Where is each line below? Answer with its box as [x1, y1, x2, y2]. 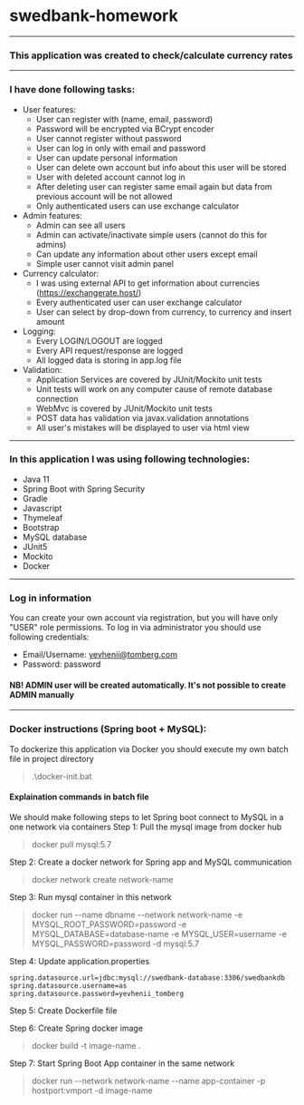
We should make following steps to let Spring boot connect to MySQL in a [9, 811, 284, 822]
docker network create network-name [31, 874, 174, 885]
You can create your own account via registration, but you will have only [9, 612, 279, 623]
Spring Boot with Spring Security [22, 483, 146, 494]
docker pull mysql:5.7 [31, 838, 112, 849]
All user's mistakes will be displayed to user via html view [35, 422, 251, 433]
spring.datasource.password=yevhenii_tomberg [9, 989, 184, 998]
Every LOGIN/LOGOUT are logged [35, 335, 163, 346]
